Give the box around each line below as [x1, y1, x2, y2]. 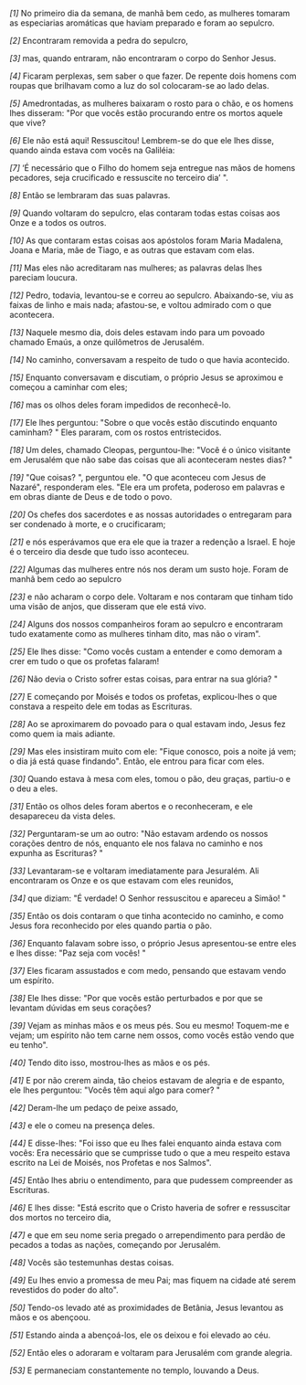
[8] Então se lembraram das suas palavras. [9, 190, 171, 200]
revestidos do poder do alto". [9, 1285, 119, 1295]
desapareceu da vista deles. [9, 810, 116, 821]
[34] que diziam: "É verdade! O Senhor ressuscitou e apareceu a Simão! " [9, 893, 287, 904]
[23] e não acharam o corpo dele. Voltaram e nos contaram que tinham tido [9, 591, 294, 602]
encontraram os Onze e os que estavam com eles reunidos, [9, 875, 235, 885]
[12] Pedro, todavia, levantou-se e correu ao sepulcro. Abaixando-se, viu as [9, 290, 294, 301]
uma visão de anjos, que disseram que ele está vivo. [9, 601, 207, 611]
